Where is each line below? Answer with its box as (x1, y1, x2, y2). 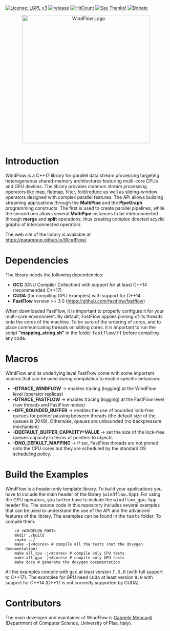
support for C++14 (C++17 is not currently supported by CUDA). (5, 579, 140, 585)
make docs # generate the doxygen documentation (14, 559, 120, 565)
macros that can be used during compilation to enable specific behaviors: (5, 375, 161, 381)
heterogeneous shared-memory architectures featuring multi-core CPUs (5, 177, 158, 184)
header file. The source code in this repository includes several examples (5, 502, 160, 508)
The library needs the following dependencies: (5, 272, 104, 278)
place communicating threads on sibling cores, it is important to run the (5, 324, 156, 330)
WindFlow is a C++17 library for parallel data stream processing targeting (5, 172, 160, 178)
